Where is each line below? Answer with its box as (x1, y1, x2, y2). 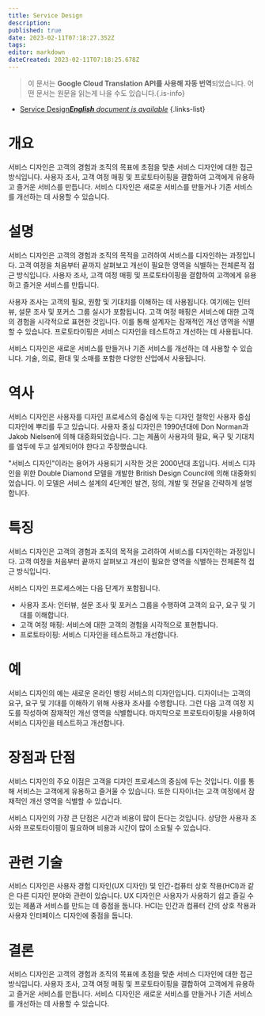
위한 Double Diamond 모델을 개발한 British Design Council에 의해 (22, 468, 229, 478)
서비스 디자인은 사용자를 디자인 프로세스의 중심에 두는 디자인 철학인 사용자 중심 (8, 411, 252, 421)
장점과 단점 (8, 748, 76, 766)
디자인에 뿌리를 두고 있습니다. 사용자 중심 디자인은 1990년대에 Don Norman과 (8, 422, 249, 431)
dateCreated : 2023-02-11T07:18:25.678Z (8, 56, 140, 64)
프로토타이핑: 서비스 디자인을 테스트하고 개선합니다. (19, 629, 179, 639)
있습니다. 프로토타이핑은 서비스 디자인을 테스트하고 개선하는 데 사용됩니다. (25, 327, 253, 336)
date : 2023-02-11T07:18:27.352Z (8, 33, 115, 42)
